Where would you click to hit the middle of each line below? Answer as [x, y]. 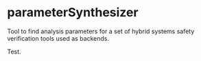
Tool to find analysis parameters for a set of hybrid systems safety [101, 31]
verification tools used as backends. [58, 38]
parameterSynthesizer [73, 13]
